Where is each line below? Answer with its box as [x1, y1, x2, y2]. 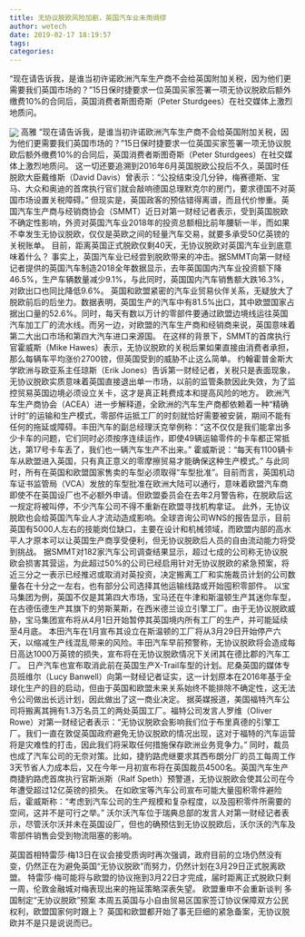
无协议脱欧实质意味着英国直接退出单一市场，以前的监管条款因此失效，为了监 [9, 376, 296, 387]
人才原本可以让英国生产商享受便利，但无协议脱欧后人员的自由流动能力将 [16, 535, 288, 546]
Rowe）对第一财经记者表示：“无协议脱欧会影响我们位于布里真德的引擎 [9, 716, 272, 727]
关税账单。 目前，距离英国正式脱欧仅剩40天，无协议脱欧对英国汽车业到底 [9, 240, 284, 251]
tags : [9, 38, 30, 48]
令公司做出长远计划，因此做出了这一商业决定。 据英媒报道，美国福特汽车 [9, 694, 282, 705]
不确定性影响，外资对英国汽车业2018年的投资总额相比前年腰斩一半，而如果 [9, 217, 290, 228]
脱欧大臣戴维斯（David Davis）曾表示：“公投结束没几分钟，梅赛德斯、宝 [9, 172, 280, 182]
